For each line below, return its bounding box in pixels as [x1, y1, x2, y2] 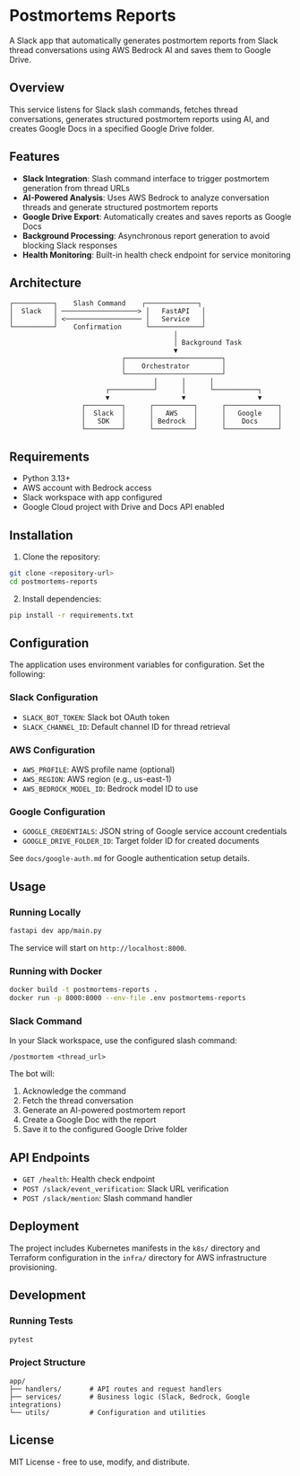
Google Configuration [9, 805, 106, 818]
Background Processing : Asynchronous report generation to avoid [21, 230, 270, 241]
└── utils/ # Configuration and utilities [9, 1408, 206, 1417]
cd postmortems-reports [9, 576, 99, 586]
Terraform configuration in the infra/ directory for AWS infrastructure [9, 1252, 267, 1262]
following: [9, 669, 46, 680]
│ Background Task [173, 338, 243, 347]
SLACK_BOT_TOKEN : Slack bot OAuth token [21, 711, 170, 723]
